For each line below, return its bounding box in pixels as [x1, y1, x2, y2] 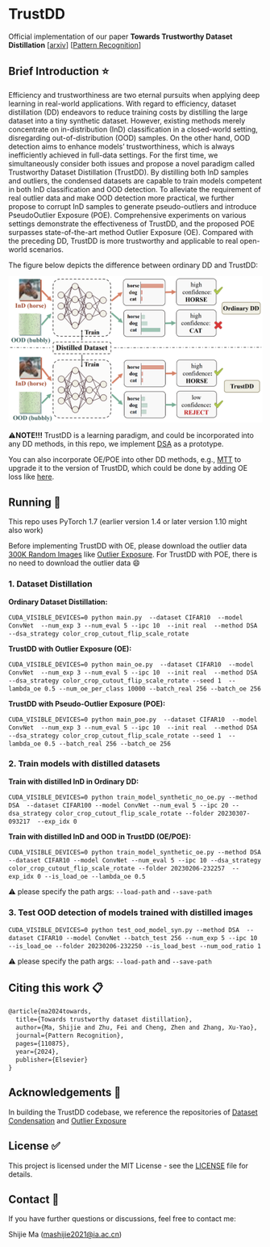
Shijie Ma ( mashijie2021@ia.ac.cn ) [8, 1229, 123, 1240]
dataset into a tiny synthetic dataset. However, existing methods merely [8, 115, 246, 125]
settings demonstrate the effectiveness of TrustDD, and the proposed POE [8, 219, 255, 229]
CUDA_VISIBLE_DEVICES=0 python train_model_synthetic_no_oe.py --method [8, 793, 258, 801]
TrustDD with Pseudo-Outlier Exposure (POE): [8, 699, 166, 708]
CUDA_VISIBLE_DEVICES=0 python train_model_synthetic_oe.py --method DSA [8, 848, 262, 856]
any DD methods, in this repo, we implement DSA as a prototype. [8, 439, 224, 449]
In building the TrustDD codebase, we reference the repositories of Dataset [8, 1107, 258, 1117]
